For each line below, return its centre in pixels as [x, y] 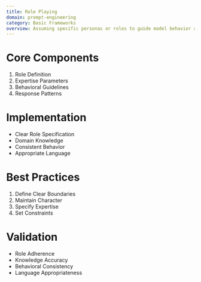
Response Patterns [38, 94]
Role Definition [33, 75]
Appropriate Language [42, 154]
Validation [32, 237]
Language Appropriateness [48, 273]
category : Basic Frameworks [41, 23]
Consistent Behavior [40, 147]
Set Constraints [34, 213]
